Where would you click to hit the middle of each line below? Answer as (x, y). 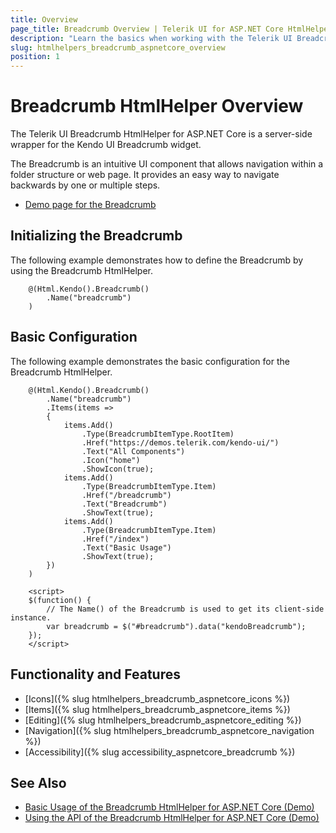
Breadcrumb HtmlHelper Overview (157, 106)
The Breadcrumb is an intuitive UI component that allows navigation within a (167, 164)
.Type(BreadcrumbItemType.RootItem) (158, 434)
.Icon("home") (111, 460)
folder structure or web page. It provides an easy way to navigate (145, 175)
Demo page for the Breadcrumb (90, 205)
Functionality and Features (95, 674)
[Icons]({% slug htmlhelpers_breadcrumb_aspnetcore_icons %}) (157, 698)
